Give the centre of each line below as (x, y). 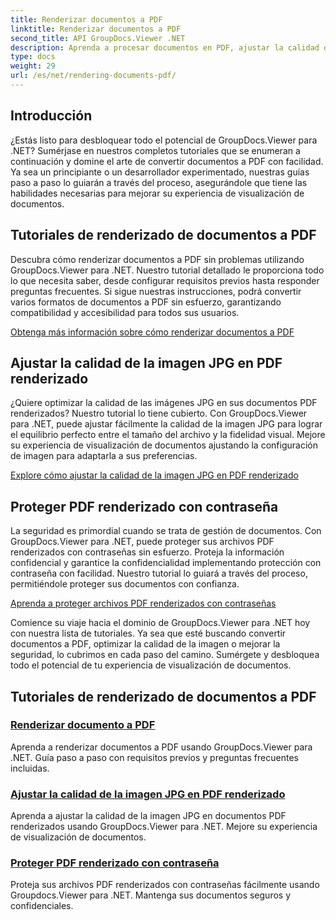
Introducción (51, 116)
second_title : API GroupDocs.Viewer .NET (98, 38)
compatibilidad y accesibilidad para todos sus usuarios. (125, 312)
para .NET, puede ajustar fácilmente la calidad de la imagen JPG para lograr (166, 424)
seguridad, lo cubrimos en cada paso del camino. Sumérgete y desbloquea (165, 655)
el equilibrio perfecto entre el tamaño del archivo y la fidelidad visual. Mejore (168, 435)
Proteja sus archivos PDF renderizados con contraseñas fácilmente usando (165, 885)
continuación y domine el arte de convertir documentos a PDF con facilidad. (167, 161)
